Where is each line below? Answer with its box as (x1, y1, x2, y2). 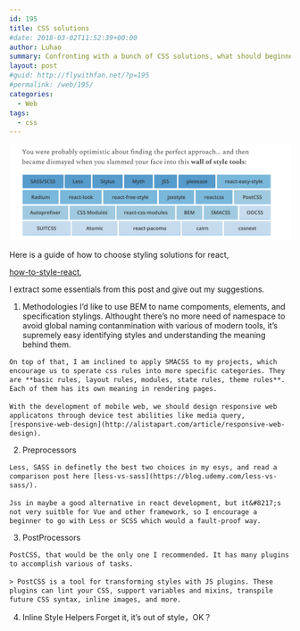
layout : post (9, 62, 58, 71)
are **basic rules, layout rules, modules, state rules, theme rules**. (9, 375, 286, 384)
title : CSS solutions (9, 23, 90, 33)
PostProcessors (21, 532, 81, 543)
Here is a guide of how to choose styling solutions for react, (9, 249, 229, 260)
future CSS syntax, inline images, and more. (9, 594, 181, 604)
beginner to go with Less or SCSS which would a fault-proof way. (9, 516, 262, 526)
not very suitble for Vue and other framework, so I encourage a (9, 507, 257, 517)
